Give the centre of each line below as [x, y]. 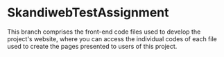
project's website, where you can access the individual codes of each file [112, 38]
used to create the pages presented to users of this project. [92, 46]
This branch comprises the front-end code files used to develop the [104, 32]
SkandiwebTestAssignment [88, 13]
